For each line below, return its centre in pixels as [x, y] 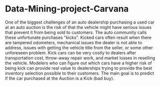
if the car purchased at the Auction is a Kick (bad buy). [60, 78]
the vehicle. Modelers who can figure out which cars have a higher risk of [79, 63]
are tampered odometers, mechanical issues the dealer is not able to [73, 42]
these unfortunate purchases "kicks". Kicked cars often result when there [78, 37]
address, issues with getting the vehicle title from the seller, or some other [79, 48]
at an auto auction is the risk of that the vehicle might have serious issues [78, 27]
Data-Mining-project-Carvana [67, 9]
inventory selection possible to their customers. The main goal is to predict [80, 73]
